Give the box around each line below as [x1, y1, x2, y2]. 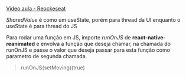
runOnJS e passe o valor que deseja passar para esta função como [6, 46, 170, 53]
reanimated [6, 41, 35, 47]
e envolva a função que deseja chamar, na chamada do [36, 41, 171, 47]
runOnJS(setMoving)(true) [20, 64, 86, 71]
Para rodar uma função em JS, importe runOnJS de [6, 34, 131, 41]
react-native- [132, 34, 167, 41]
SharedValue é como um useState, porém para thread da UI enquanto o [6, 16, 181, 23]
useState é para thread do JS [6, 23, 78, 29]
